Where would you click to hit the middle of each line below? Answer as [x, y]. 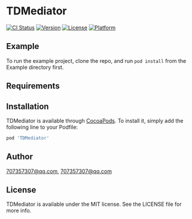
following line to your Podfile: [42, 127]
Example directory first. [35, 67]
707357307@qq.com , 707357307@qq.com [59, 171]
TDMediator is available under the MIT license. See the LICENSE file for [94, 204]
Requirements [33, 86]
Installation [28, 106]
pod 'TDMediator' [28, 138]
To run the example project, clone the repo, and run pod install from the [96, 60]
